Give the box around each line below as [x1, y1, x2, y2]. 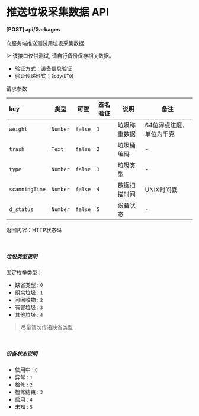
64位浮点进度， [145, 121, 188, 130]
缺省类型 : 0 [14, 282, 43, 289]
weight [9, 126, 28, 133]
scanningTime [9, 186, 46, 193]
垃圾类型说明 [6, 253, 37, 260]
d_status [9, 206, 34, 213]
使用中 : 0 [14, 366, 38, 373]
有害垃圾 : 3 [14, 304, 43, 311]
